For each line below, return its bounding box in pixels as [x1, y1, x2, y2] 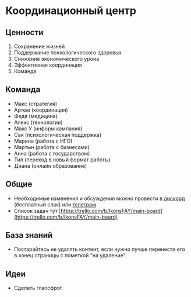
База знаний [5, 230, 53, 240]
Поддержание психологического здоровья [13, 49, 122, 56]
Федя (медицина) [13, 112, 58, 119]
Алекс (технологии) [13, 119, 63, 126]
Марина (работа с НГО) [13, 137, 73, 144]
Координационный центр [5, 4, 137, 18]
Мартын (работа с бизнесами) [13, 143, 90, 150]
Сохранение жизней [13, 43, 65, 50]
